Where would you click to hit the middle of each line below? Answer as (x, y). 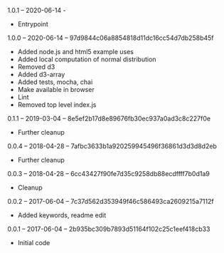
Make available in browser (56, 89)
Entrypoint (33, 24)
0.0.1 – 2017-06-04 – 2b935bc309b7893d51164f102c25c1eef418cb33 (109, 229)
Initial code (34, 243)
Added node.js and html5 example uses (75, 52)
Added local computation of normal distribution (87, 59)
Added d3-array (41, 74)
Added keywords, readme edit (62, 215)
